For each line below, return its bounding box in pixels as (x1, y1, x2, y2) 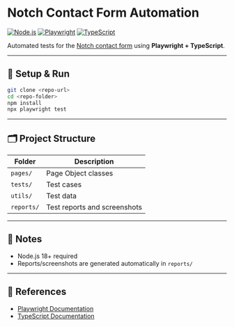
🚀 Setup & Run (7, 68, 70, 80)
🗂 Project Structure (7, 132, 96, 144)
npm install (7, 99, 42, 106)
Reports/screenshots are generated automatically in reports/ (17, 259, 193, 267)
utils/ (10, 192, 33, 200)
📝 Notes (7, 233, 42, 245)
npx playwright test (7, 106, 68, 113)
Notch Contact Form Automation (7, 5, 200, 21)
